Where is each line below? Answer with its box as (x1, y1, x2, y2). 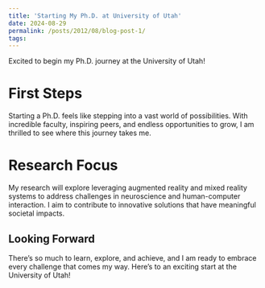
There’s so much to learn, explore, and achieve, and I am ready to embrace (8, 253, 257, 262)
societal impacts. (8, 208, 65, 218)
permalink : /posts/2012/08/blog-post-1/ (8, 27, 147, 35)
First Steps (8, 84, 83, 103)
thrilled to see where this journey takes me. (8, 128, 151, 138)
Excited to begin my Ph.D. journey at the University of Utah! (8, 56, 205, 66)
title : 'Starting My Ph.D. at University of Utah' (8, 11, 182, 20)
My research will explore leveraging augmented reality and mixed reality (8, 183, 248, 193)
